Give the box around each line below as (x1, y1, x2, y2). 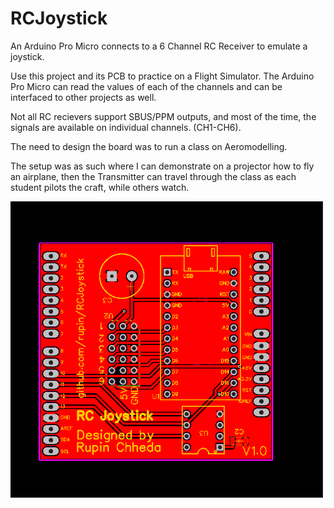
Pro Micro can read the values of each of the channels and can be (10, 80, 283, 92)
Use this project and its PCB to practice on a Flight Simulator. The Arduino (10, 70, 315, 82)
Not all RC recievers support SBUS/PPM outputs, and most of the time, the (10, 110, 317, 122)
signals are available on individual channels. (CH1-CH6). (10, 121, 242, 133)
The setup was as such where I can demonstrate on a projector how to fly (10, 160, 315, 172)
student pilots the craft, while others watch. (10, 181, 190, 193)
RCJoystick (10, 7, 108, 30)
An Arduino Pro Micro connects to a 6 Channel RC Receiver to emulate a (10, 40, 308, 52)
